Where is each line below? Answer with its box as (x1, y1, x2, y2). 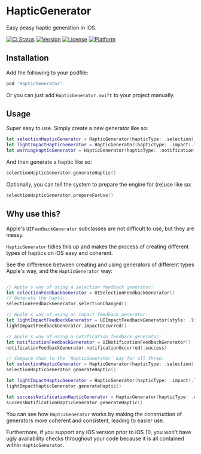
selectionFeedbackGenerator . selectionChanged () (6, 301, 127, 307)
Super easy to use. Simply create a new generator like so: (6, 125, 148, 132)
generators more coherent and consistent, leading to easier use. (6, 417, 165, 424)
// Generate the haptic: (6, 295, 68, 301)
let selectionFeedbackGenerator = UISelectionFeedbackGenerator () (6, 290, 175, 296)
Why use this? (6, 209, 61, 220)
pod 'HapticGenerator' (6, 80, 63, 86)
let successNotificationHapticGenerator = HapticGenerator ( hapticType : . (6, 394, 194, 400)
